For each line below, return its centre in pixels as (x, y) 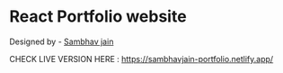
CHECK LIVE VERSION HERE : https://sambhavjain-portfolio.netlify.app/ (141, 59)
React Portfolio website (98, 17)
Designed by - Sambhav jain (62, 41)
